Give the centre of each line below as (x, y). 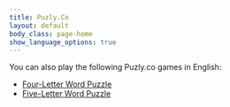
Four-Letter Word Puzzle (67, 84)
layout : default (39, 26)
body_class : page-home (51, 34)
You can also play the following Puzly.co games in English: (115, 67)
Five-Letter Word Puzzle (66, 94)
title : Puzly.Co (39, 17)
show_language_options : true (63, 42)
